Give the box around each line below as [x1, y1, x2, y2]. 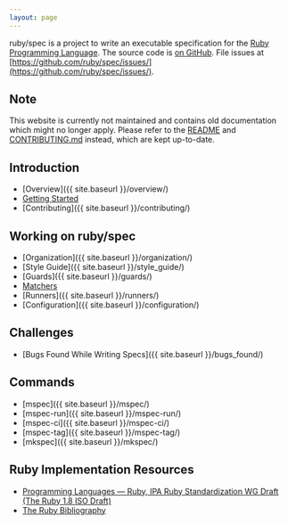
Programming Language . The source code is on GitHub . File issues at [9, 46, 265, 58]
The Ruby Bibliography [21, 504, 107, 515]
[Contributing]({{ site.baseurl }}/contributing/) [21, 202, 191, 214]
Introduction [9, 160, 80, 175]
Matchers [21, 281, 58, 291]
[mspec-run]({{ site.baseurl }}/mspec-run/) [21, 407, 182, 419]
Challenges [9, 325, 74, 340]
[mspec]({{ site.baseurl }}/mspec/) [21, 398, 150, 409]
